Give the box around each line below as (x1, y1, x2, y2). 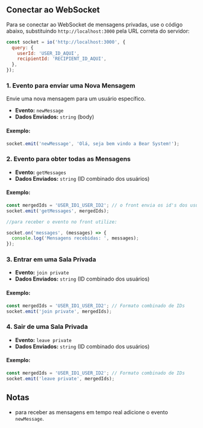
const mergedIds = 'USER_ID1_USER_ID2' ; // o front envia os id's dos (6, 202, 188, 208)
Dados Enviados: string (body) (14, 113, 95, 120)
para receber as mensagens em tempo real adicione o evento (14, 408, 168, 416)
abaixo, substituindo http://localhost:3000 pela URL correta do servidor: (6, 27, 190, 34)
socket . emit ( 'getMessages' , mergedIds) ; (6, 208, 110, 214)
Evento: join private (14, 269, 69, 276)
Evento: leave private (14, 336, 72, 343)
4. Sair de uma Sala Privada (6, 323, 88, 331)
